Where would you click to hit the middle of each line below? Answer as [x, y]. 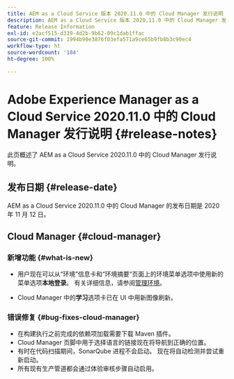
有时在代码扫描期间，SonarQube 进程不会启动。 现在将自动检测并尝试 [118, 351]
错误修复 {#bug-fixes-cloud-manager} [73, 318]
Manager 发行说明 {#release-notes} [112, 134]
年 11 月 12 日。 [29, 214]
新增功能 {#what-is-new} [50, 257]
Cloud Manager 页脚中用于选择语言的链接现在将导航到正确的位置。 [114, 343]
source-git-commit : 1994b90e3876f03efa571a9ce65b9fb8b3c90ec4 [99, 40]
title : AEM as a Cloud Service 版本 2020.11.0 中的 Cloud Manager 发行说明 [116, 14]
